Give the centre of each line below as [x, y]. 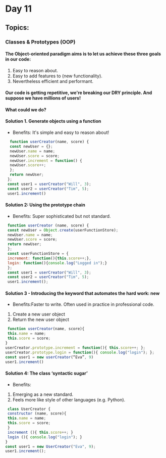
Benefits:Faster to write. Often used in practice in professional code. [84, 304]
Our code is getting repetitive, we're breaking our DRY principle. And [79, 93]
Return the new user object [41, 319]
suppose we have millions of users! [43, 98]
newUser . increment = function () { [46, 161]
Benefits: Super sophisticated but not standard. [62, 216]
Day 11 [18, 9]
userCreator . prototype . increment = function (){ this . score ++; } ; [75, 348]
